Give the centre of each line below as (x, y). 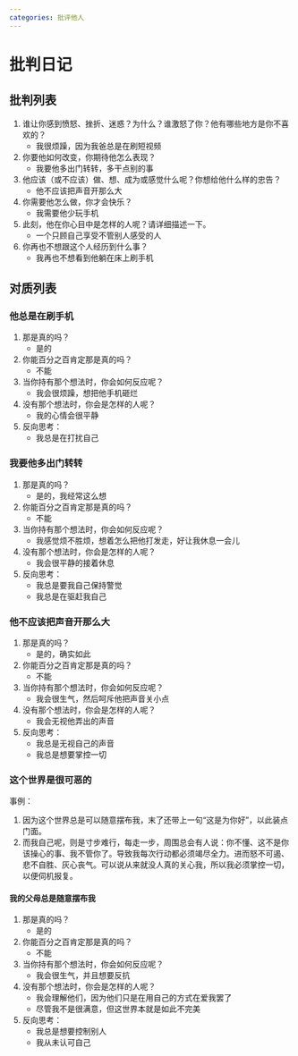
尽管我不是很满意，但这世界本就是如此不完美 (118, 1009)
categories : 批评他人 (47, 17)
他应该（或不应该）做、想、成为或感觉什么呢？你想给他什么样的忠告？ (152, 179)
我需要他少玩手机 (67, 213)
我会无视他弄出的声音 (75, 721)
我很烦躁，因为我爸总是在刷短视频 (98, 146)
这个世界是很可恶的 (51, 780)
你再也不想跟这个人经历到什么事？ (85, 246)
